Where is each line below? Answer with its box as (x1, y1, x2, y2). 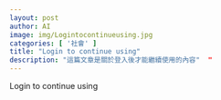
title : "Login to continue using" (9, 47, 142, 56)
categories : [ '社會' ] (9, 38, 98, 48)
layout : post (9, 13, 59, 23)
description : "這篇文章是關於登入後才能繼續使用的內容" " (9, 55, 213, 65)
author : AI (9, 22, 51, 31)
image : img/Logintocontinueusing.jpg (9, 30, 153, 39)
